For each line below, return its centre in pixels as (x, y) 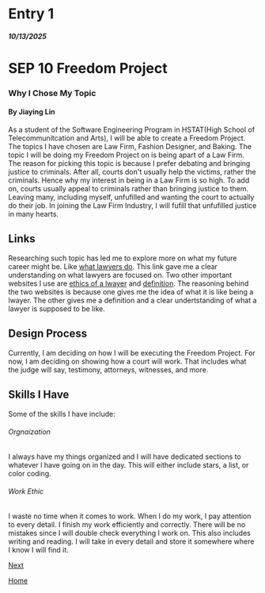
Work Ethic (26, 491)
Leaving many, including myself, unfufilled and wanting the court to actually (131, 197)
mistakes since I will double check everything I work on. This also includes (129, 533)
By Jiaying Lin (32, 112)
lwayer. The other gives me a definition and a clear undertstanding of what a (132, 300)
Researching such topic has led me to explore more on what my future (123, 258)
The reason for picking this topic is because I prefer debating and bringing (129, 164)
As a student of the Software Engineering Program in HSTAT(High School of (132, 130)
